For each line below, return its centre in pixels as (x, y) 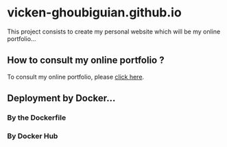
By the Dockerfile (37, 118)
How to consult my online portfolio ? (86, 61)
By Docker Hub (33, 136)
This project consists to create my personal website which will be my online (114, 31)
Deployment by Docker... (61, 98)
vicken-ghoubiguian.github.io (94, 13)
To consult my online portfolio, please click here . (76, 77)
